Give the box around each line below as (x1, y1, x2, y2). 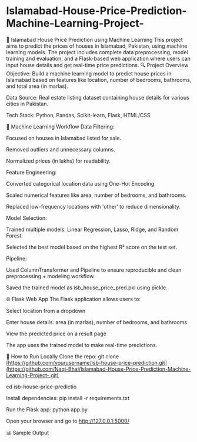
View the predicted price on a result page (6, 330, 107, 337)
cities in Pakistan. (6, 100, 49, 107)
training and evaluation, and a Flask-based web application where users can (6, 55, 191, 62)
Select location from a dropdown (6, 307, 86, 314)
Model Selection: (6, 214, 47, 222)
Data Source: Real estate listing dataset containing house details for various (6, 94, 189, 101)
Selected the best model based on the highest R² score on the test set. (6, 243, 178, 250)
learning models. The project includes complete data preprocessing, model (6, 48, 188, 55)
